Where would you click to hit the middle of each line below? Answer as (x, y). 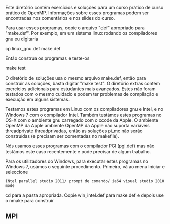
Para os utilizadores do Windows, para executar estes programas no (77, 161)
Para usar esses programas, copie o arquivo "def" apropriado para (75, 28)
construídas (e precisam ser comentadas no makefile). (62, 136)
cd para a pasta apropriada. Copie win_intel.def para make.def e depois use (84, 195)
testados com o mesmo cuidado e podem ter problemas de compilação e (82, 94)
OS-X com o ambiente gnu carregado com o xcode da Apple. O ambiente (82, 120)
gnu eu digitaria (22, 39)
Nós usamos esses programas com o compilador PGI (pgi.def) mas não (80, 146)
